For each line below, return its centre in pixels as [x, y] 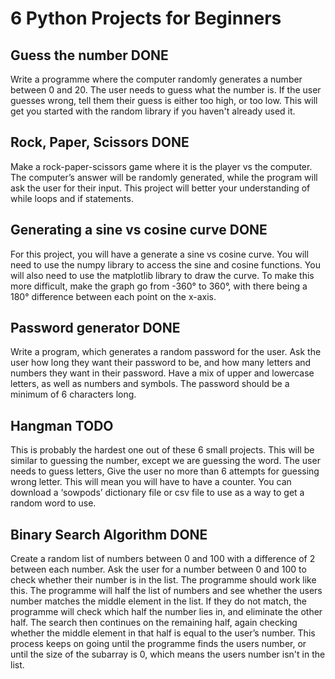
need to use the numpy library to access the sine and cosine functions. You [165, 264]
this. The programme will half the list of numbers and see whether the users [166, 591]
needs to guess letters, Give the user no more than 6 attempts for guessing [165, 471]
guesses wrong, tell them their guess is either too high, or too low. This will [164, 100]
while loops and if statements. [72, 198]
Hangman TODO [62, 425]
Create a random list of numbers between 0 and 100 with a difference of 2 [163, 559]
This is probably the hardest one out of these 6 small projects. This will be [162, 450]
